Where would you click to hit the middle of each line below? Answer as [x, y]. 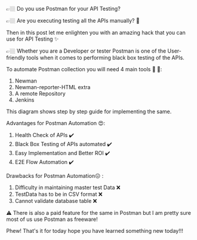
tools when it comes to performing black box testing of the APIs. [106, 57]
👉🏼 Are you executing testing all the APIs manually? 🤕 [73, 21]
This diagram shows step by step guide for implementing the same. [89, 111]
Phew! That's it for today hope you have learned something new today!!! [95, 231]
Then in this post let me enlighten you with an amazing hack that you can [96, 33]
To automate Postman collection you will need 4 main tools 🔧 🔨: [84, 69]
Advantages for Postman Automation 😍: [56, 123]
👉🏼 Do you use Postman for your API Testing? [63, 9]
